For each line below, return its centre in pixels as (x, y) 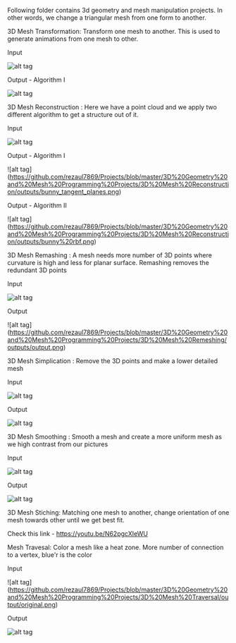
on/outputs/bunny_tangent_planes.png (63, 192)
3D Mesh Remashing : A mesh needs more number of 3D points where (110, 255)
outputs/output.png (36, 347)
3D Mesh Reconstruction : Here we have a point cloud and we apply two (112, 107)
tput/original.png (32, 605)
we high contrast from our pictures (58, 444)
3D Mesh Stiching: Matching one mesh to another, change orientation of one (118, 513)
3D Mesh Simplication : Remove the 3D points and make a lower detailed (113, 361)
